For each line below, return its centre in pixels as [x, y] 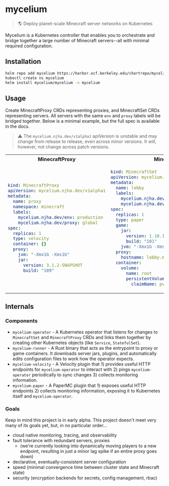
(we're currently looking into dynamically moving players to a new [88, 446]
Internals [20, 307]
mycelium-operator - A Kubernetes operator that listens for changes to [85, 332]
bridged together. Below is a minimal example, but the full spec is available [82, 121]
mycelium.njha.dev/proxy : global [58, 223]
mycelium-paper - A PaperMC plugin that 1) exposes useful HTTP [79, 385]
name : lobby [130, 188]
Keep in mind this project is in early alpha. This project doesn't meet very [81, 420]
